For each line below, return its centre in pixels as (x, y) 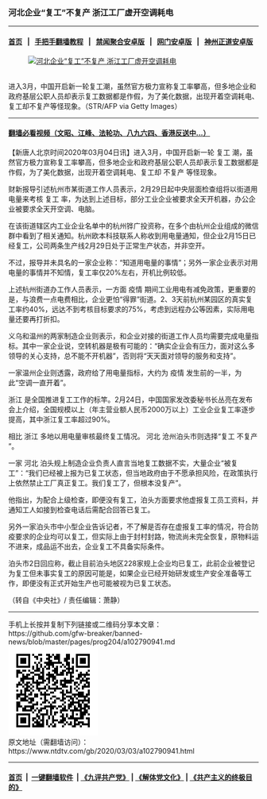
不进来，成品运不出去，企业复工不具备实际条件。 (88, 546)
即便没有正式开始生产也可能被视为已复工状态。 (99, 583)
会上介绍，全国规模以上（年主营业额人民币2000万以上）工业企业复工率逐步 (132, 409)
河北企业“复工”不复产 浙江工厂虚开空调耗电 (91, 12)
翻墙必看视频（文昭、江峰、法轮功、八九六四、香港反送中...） (109, 133)
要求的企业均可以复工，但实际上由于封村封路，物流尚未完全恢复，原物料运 (137, 536)
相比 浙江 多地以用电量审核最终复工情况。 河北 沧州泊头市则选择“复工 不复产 (133, 436)
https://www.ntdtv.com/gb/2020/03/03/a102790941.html (101, 751)
